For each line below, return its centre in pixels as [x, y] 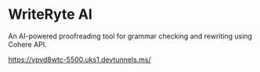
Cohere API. [27, 44]
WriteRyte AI [50, 14]
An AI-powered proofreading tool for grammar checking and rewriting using [130, 36]
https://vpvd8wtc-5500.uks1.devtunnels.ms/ [79, 59]
